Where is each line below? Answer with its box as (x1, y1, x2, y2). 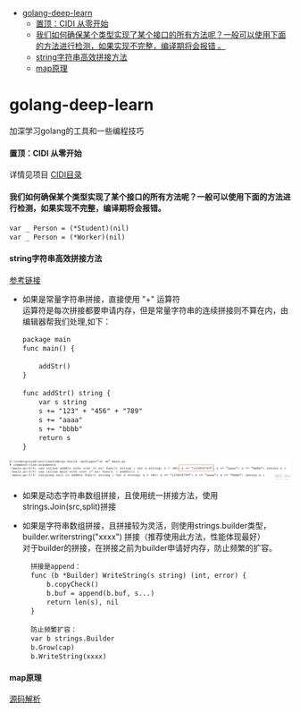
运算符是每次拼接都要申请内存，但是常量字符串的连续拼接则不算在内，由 (21, 304, 288, 316)
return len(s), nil (46, 598, 119, 606)
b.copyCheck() (46, 580, 99, 589)
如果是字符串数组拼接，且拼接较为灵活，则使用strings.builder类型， (21, 520, 271, 530)
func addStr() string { (21, 388, 112, 397)
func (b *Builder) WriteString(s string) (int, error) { (30, 571, 247, 580)
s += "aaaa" (38, 415, 83, 424)
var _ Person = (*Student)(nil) (9, 224, 129, 233)
